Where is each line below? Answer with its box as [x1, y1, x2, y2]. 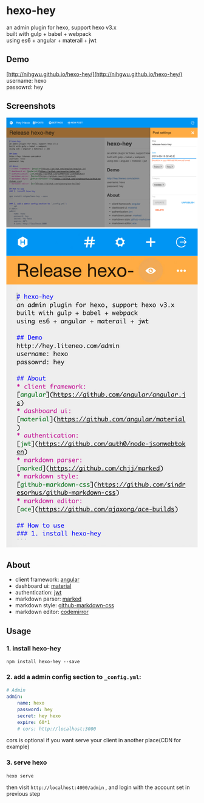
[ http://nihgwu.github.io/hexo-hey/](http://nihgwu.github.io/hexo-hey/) [6, 71, 183, 78]
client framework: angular [15, 576, 80, 584]
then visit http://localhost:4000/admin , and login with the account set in [6, 784, 190, 791]
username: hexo [6, 77, 47, 84]
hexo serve [6, 773, 34, 779]
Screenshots [6, 101, 56, 111]
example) [6, 743, 30, 751]
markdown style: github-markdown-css [15, 602, 114, 609]
